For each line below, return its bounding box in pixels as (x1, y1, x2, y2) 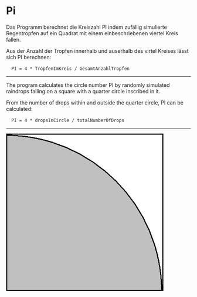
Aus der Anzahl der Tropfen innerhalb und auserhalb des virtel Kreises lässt (6, 47, 189, 54)
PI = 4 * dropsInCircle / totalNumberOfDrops (11, 117, 125, 123)
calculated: (6, 105, 33, 112)
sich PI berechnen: (6, 53, 52, 60)
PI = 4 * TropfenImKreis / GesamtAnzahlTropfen (11, 66, 130, 72)
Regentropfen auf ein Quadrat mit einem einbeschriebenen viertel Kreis (6, 29, 178, 36)
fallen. (6, 36, 22, 43)
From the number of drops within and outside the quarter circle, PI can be (6, 99, 184, 106)
